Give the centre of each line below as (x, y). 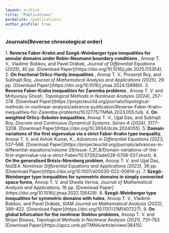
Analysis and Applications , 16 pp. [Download (52, 187)
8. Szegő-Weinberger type (128, 192)
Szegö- (155, 171)
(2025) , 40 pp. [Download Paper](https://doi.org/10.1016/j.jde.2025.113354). (84, 69)
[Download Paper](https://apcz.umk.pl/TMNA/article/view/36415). (74, 225)
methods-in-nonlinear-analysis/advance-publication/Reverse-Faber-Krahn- (84, 106)
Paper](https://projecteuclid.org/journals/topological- (95, 101)
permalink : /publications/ (34, 19)
